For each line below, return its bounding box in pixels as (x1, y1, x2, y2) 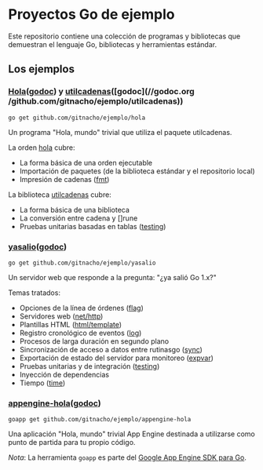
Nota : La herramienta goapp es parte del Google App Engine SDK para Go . (8, 453, 247, 462)
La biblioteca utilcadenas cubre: (8, 190, 111, 199)
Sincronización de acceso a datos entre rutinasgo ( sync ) (19, 344, 203, 354)
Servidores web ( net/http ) (19, 312, 104, 321)
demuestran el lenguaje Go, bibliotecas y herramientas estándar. (8, 39, 217, 49)
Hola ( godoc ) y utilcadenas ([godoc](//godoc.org (8, 86, 195, 97)
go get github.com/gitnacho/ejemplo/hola (8, 114, 146, 122)
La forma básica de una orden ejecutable (19, 158, 153, 167)
